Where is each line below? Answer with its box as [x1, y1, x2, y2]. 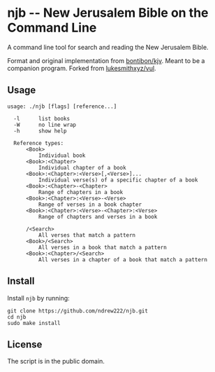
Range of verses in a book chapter [38, 201, 142, 208]
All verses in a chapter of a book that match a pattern [38, 256, 208, 263]
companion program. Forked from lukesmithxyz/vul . [7, 64, 156, 72]
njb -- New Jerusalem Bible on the [7, 5, 209, 21]
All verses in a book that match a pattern [38, 244, 168, 251]
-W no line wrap [13, 121, 77, 128]
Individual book [38, 152, 86, 159]
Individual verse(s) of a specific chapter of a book [38, 177, 198, 184]
